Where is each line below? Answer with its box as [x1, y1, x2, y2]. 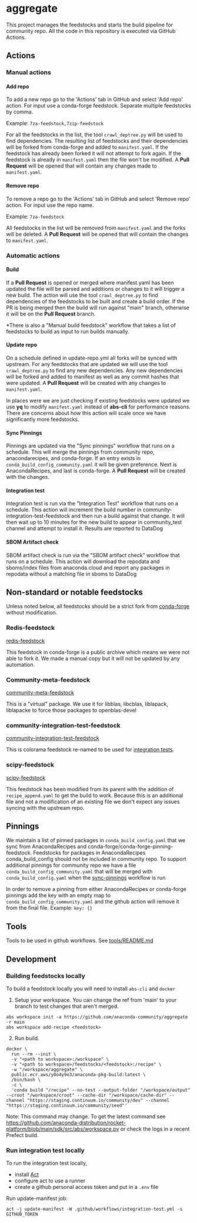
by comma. [6, 108, 34, 116]
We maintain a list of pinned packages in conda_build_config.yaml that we [6, 837, 186, 844]
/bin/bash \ [11, 1077, 41, 1083]
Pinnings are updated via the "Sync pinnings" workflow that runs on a [6, 443, 175, 450]
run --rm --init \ [11, 1051, 57, 1057]
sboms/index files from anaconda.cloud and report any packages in [6, 564, 171, 571]
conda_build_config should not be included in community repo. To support [6, 856, 186, 863]
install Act [14, 1171, 39, 1178]
